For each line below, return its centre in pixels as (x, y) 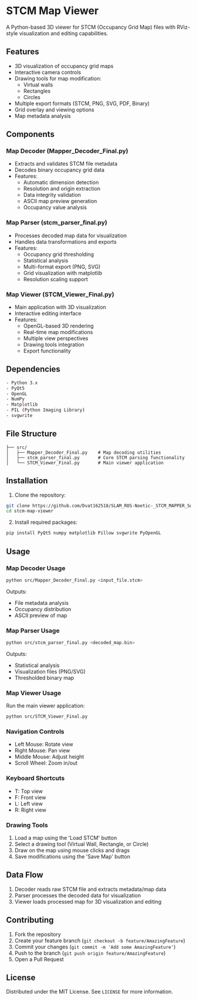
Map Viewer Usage (34, 693)
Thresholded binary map (44, 678)
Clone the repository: (40, 495)
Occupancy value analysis (55, 207)
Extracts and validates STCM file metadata (66, 164)
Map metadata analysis (43, 116)
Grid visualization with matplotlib (63, 273)
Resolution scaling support (55, 279)
